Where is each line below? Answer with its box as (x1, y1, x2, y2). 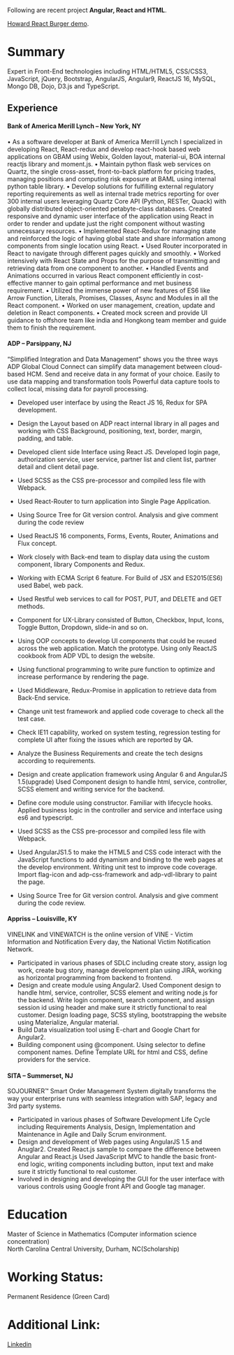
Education (7, 1207, 68, 1223)
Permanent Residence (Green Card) (7, 1293, 110, 1301)
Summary (7, 44, 65, 60)
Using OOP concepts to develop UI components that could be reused (17, 636, 217, 645)
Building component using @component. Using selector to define (17, 1040, 206, 1048)
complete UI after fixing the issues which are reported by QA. (17, 735, 194, 744)
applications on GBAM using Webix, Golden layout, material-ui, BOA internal (7, 152, 226, 160)
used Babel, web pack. (17, 581, 84, 589)
